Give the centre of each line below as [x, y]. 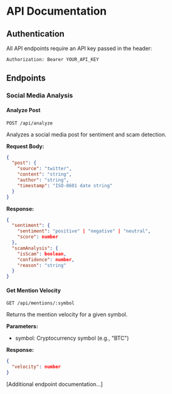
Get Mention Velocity [34, 290]
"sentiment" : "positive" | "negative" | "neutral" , [84, 231]
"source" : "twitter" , [44, 169]
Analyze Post [23, 110]
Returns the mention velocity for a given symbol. [67, 315]
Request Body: [25, 146]
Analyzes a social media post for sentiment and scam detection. [86, 134]
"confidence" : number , [46, 260]
